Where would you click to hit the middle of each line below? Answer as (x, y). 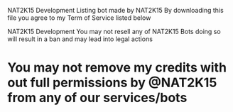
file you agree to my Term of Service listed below (79, 18)
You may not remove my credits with (117, 68)
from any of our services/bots (97, 98)
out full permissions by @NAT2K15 (112, 83)
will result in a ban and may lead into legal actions (80, 39)
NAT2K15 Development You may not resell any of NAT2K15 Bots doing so (114, 32)
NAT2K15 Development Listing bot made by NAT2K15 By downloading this (115, 10)
